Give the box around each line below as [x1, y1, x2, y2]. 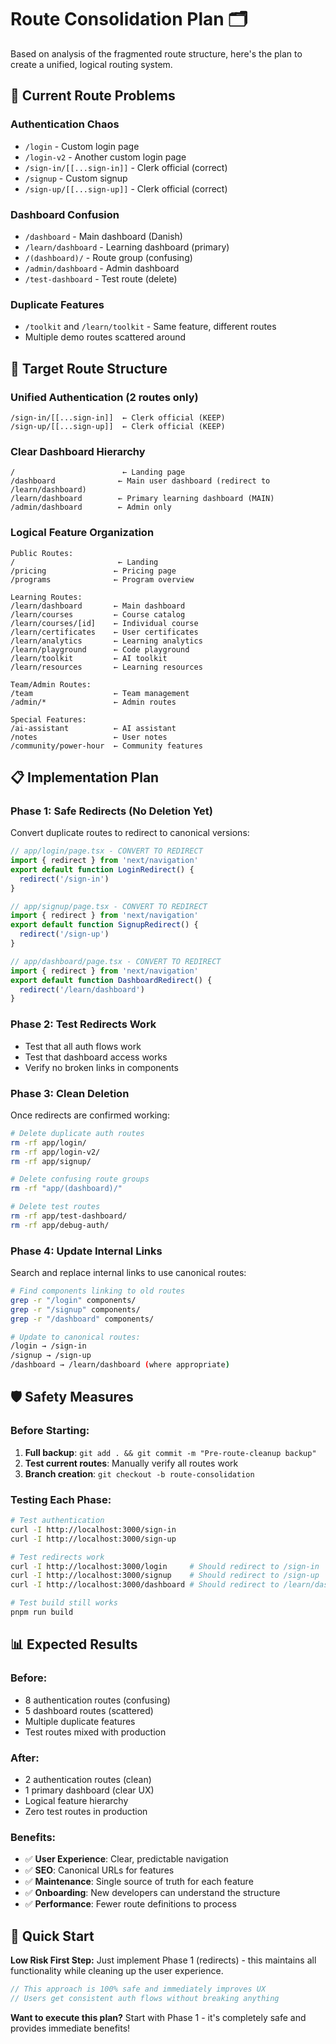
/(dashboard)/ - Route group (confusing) [24, 251, 193, 263]
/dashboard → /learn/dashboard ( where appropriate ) [10, 1360, 230, 1370]
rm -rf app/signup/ [10, 1156, 92, 1166]
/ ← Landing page [10, 467, 186, 478]
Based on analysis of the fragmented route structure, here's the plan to [10, 47, 303, 60]
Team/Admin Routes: [10, 679, 92, 690]
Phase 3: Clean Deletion [10, 1086, 130, 1100]
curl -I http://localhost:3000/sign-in [10, 1524, 177, 1535]
